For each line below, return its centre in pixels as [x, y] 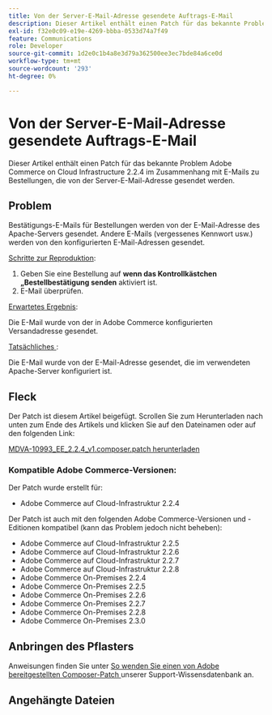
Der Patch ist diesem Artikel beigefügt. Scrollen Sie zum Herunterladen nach [136, 416]
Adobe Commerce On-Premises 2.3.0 [83, 621]
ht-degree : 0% [32, 76]
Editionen [24, 528]
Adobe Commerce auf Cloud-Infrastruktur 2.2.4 [100, 503]
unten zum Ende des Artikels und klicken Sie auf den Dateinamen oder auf [132, 425]
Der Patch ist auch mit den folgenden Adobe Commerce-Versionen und [127, 519]
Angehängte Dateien [62, 700]
